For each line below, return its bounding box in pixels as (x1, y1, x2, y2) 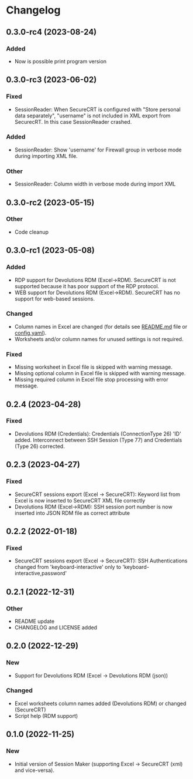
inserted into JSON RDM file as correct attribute (14, 509, 130, 517)
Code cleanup (14, 228, 49, 235)
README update (14, 618, 54, 625)
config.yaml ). (14, 329, 47, 336)
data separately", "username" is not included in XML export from (14, 112, 171, 119)
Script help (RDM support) (14, 712, 78, 719)
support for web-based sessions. (14, 295, 95, 302)
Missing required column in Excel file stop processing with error (14, 376, 168, 383)
